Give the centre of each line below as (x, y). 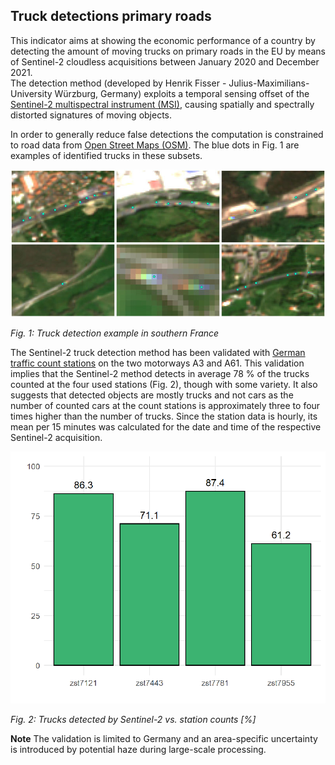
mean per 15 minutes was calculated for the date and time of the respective (166, 427)
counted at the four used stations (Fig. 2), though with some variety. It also (164, 385)
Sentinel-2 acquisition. (56, 438)
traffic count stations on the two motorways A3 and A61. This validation (157, 363)
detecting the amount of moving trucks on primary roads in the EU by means (168, 51)
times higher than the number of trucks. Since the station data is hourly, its (164, 416)
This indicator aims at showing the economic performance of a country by (163, 40)
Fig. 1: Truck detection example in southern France (115, 333)
